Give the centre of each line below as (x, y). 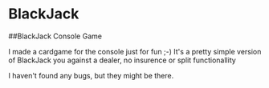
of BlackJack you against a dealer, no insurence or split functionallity (122, 60)
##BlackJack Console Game (55, 36)
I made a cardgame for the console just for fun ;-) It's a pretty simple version (135, 51)
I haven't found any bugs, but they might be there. (91, 75)
